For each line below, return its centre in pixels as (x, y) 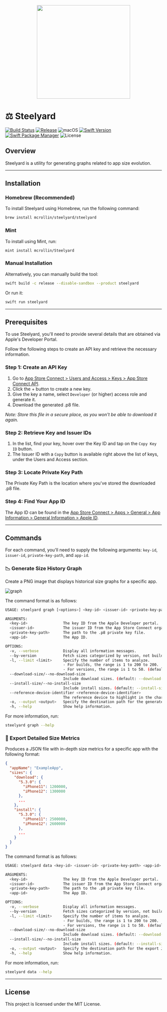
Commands (24, 538)
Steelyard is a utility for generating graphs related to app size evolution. (78, 163)
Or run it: (14, 293)
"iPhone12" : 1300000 (44, 791)
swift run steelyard (27, 302)
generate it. (24, 399)
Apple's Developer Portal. (31, 339)
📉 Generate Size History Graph (43, 568)
